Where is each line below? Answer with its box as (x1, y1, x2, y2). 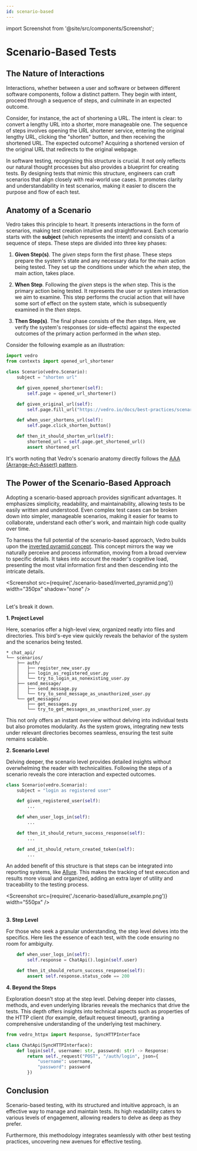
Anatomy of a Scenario (6, 205, 92, 215)
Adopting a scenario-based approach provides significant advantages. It (6, 493, 182, 501)
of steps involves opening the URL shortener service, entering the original (6, 127, 185, 134)
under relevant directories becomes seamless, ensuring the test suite (6, 729, 174, 736)
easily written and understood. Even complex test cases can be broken (6, 506, 178, 513)
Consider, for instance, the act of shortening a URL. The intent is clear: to (6, 114, 183, 121)
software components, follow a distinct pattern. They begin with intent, (6, 91, 177, 98)
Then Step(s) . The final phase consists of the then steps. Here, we (14, 318, 176, 325)
